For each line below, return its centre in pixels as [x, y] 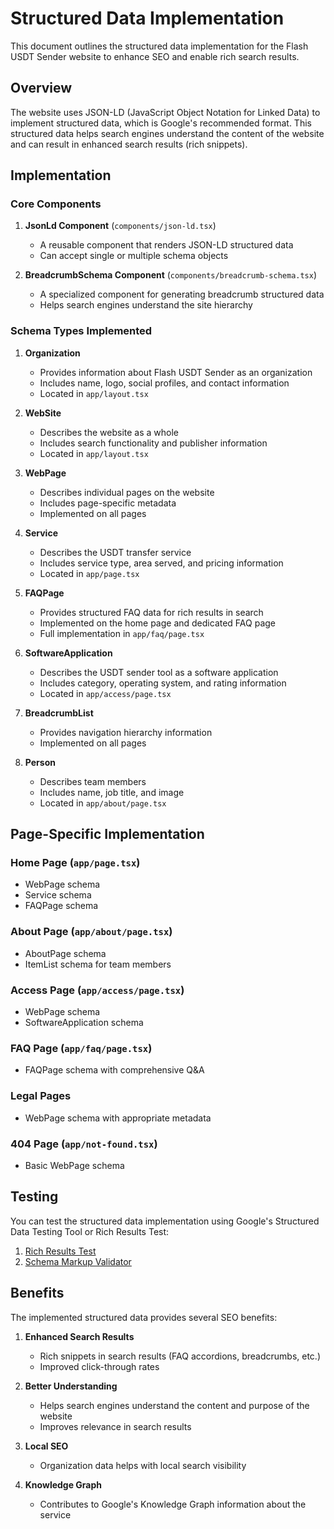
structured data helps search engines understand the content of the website [167, 133]
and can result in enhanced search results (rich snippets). [129, 144]
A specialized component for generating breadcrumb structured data [182, 294]
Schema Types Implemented [81, 331]
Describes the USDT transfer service [115, 552]
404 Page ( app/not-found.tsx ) [84, 1144]
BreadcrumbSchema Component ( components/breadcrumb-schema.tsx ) [171, 275]
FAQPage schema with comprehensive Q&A [114, 1070]
